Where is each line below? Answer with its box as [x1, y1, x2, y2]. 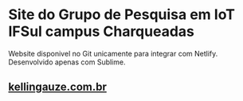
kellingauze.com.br [8, 80, 108, 94]
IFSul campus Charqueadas [8, 22, 195, 41]
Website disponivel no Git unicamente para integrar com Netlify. [8, 49, 218, 58]
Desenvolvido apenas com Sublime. [8, 57, 126, 67]
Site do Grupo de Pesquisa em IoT [8, 6, 235, 24]
